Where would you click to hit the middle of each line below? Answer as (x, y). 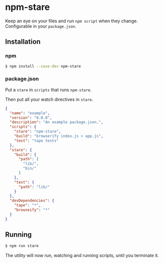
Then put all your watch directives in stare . (49, 99)
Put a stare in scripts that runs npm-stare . (48, 90)
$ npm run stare (22, 246)
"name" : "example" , (30, 113)
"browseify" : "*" (32, 210)
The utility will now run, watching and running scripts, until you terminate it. (82, 256)
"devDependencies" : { (32, 201)
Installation (23, 42)
